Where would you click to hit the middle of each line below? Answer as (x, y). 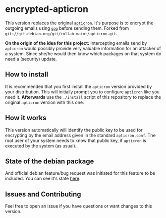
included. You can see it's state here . (43, 179)
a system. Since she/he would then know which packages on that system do (83, 54)
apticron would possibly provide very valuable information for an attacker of (83, 48)
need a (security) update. (31, 59)
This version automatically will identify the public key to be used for (74, 130)
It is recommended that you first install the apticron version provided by (79, 86)
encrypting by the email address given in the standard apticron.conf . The (81, 135)
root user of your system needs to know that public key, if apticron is (76, 141)
